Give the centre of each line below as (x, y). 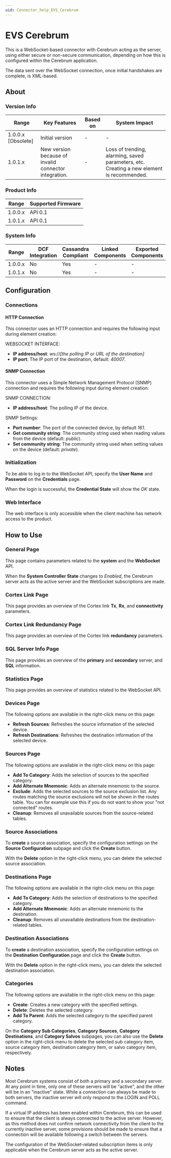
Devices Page (22, 703)
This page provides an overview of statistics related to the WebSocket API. (83, 690)
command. (17, 1103)
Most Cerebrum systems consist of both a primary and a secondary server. (84, 1081)
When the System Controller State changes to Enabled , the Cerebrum (79, 576)
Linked (110, 249)
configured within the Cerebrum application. (52, 60)
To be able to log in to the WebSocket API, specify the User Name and (79, 473)
